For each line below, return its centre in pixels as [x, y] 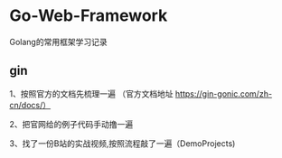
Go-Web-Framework [89, 16]
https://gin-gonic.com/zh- [224, 93]
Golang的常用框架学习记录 [58, 42]
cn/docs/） [30, 105]
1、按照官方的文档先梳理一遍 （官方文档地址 [91, 93]
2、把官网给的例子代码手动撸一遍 [71, 124]
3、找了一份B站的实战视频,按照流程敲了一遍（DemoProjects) [122, 143]
